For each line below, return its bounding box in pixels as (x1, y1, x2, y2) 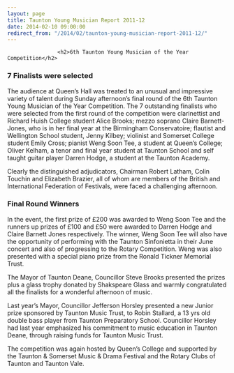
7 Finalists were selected (7, 71, 93, 81)
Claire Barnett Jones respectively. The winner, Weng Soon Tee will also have (7, 229, 228, 238)
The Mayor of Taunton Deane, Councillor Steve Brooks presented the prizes (7, 273, 226, 281)
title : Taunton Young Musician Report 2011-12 (7, 17, 145, 24)
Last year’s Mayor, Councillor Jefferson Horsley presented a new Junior (7, 301, 214, 310)
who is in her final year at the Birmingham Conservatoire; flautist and (28, 123, 226, 132)
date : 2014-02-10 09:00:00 (7, 23, 86, 30)
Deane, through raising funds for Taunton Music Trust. (7, 330, 164, 339)
